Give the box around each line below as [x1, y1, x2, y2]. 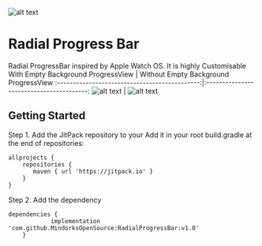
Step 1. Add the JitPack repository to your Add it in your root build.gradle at [8, 130, 253, 140]
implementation [50, 217, 101, 225]
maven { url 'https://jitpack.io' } [32, 167, 154, 175]
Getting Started [8, 109, 86, 122]
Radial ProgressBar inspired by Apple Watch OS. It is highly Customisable [8, 61, 247, 70]
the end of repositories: [8, 138, 84, 147]
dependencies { [8, 210, 58, 218]
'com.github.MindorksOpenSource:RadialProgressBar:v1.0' [8, 224, 200, 232]
